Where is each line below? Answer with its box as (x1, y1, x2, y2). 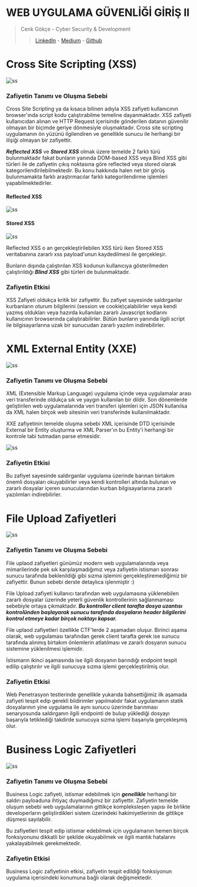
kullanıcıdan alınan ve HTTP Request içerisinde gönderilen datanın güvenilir (6, 118, 189, 125)
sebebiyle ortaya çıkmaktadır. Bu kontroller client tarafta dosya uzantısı (6, 602, 183, 609)
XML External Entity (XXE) (6, 343, 137, 356)
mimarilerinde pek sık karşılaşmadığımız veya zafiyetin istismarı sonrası (6, 566, 179, 573)
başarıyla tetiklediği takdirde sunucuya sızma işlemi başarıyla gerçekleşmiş (6, 716, 188, 723)
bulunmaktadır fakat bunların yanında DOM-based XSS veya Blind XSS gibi (6, 154, 187, 162)
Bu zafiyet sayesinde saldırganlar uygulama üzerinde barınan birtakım (6, 472, 175, 480)
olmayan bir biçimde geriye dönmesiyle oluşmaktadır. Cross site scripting (6, 124, 183, 131)
